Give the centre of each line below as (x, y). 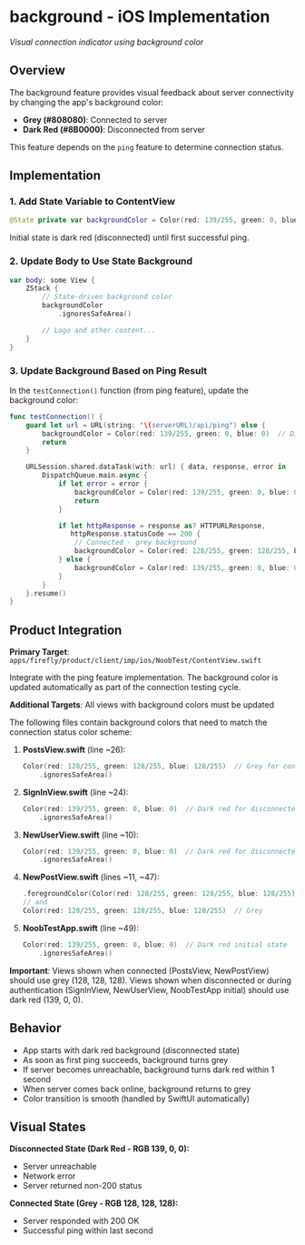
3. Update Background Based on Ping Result (108, 370)
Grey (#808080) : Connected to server (95, 119)
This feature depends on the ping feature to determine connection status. (147, 146)
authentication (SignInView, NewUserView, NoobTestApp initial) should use (149, 989)
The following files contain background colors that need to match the (138, 723)
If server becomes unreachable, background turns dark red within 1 (148, 1069)
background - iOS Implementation (140, 17)
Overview (38, 70)
